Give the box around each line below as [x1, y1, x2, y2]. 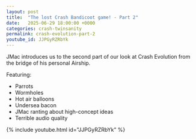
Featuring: [6, 71, 32, 78]
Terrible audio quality [14, 114, 68, 122]
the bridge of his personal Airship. [6, 59, 91, 67]
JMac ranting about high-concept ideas [14, 108, 114, 115]
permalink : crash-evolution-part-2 [6, 31, 96, 37]
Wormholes [14, 89, 44, 96]
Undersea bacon [14, 102, 57, 108]
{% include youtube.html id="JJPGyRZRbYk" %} [6, 126, 126, 133]
